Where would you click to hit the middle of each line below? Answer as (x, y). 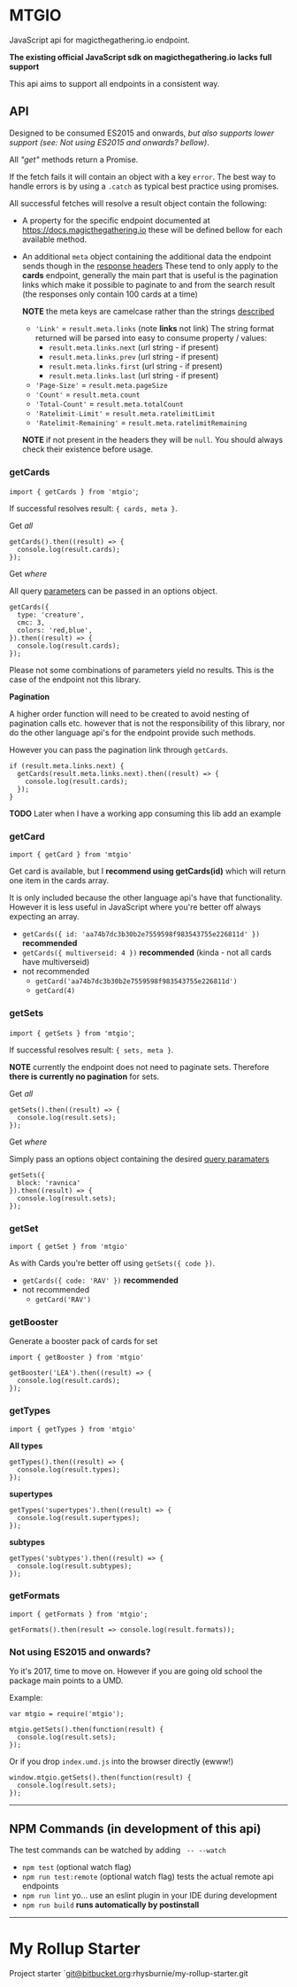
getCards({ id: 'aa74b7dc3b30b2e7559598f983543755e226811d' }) (141, 935)
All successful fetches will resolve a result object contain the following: (138, 203)
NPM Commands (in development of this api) (135, 1829)
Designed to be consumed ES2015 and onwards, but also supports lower (142, 133)
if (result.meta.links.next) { (67, 766)
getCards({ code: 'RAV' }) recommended (100, 1280)
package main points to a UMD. (66, 1680)
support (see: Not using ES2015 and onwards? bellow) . (110, 142)
